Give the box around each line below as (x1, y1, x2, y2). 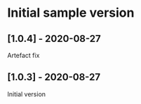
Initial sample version (7, 5, 135, 21)
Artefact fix (7, 51, 40, 59)
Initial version (7, 89, 46, 98)
